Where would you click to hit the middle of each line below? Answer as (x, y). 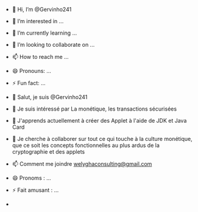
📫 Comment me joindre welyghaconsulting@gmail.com (82, 164)
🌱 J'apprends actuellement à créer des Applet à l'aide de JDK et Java (99, 121)
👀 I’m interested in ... (38, 21)
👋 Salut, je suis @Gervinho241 (50, 97)
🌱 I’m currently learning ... (44, 33)
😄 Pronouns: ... (32, 71)
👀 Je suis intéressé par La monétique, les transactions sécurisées (94, 109)
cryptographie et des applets (48, 152)
